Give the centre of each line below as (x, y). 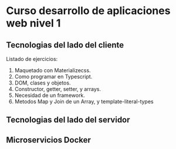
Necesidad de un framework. (50, 95)
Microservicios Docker (48, 140)
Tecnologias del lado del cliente (65, 45)
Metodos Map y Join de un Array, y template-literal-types (84, 101)
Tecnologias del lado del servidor (68, 120)
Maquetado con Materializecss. (53, 70)
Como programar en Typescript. (53, 77)
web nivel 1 (33, 23)
